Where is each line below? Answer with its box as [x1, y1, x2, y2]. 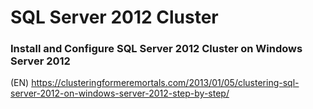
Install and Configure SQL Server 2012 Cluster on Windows [10, 42, 303, 56]
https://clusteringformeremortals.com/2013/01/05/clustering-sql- [31, 77, 300, 89]
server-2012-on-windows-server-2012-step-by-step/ [10, 87, 230, 100]
